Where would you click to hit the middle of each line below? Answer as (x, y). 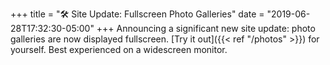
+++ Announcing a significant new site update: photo (206, 28)
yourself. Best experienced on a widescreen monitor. (119, 49)
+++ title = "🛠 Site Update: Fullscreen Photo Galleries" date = (137, 14)
